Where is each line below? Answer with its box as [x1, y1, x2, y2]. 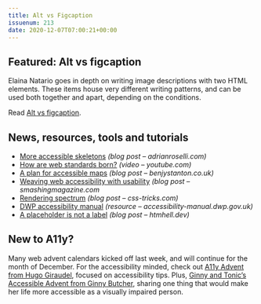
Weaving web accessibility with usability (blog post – [19, 177, 190, 185]
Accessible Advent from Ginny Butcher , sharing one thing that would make [8, 278, 248, 288]
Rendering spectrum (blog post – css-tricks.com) [19, 193, 179, 203]
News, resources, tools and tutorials [8, 130, 189, 144]
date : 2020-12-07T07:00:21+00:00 [8, 26, 118, 34]
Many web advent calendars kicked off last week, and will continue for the [8, 253, 248, 263]
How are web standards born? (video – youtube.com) [19, 160, 192, 169]
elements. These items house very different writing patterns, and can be [8, 84, 241, 94]
